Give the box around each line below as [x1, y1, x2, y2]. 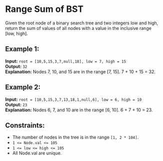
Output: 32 [5, 63, 27, 69]
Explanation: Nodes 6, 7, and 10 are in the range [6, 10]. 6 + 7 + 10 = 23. [5, 107, 153, 113]
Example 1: [5, 45, 39, 53]
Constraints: [5, 121, 45, 130]
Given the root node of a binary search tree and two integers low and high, [5, 20, 159, 26]
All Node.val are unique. [12, 150, 62, 156]
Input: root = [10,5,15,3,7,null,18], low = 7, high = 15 [5, 58, 126, 64]
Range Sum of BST [5, 3, 84, 15]
